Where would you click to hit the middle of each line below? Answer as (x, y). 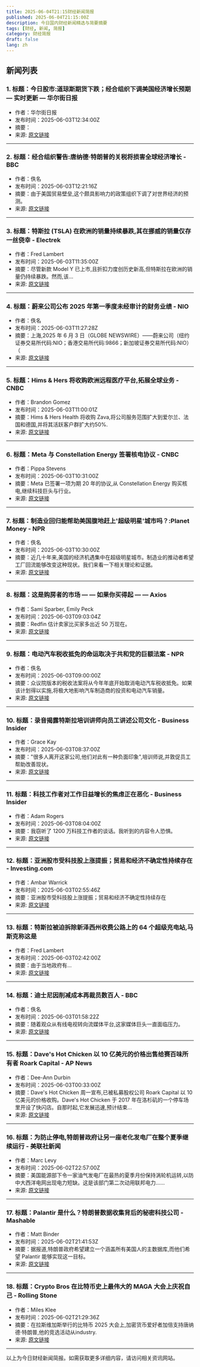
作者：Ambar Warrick (41, 882)
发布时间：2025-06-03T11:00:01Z (56, 409)
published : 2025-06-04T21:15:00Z (48, 17)
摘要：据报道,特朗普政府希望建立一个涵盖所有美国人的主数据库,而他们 (100, 1249)
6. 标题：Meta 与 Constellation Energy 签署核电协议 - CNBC (93, 454)
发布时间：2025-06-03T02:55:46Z (58, 890)
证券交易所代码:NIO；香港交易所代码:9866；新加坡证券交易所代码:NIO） (103, 343)
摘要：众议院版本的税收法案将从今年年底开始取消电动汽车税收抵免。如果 (103, 683)
